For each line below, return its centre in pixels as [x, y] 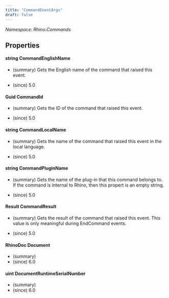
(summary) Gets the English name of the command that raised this [82, 70]
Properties [22, 45]
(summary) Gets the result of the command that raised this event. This [87, 218]
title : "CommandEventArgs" [34, 10]
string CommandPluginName [37, 168]
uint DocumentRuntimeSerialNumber [45, 273]
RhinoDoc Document [28, 245]
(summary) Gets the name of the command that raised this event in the [87, 141]
